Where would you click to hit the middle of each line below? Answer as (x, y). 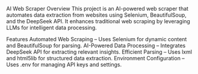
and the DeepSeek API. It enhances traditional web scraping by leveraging (98, 21)
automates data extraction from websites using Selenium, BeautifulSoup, (96, 15)
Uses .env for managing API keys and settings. (64, 64)
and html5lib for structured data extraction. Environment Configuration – (95, 58)
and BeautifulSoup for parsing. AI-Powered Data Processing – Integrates (96, 45)
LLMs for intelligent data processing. (52, 27)
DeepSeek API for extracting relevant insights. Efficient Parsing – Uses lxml (99, 52)
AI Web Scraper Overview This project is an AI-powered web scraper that (97, 9)
